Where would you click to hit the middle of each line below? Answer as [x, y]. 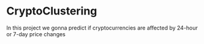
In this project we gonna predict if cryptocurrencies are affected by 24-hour [102, 28]
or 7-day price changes [36, 34]
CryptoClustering [52, 11]
